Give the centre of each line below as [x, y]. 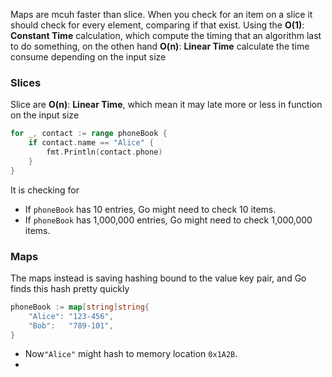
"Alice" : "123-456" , [71, 316]
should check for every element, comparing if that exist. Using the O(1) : [157, 25]
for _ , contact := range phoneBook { [89, 134]
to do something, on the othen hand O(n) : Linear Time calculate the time [160, 46]
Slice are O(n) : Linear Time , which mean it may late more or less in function [166, 105]
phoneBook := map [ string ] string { [80, 307]
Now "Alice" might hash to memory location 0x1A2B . [131, 354]
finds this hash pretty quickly [70, 288]
